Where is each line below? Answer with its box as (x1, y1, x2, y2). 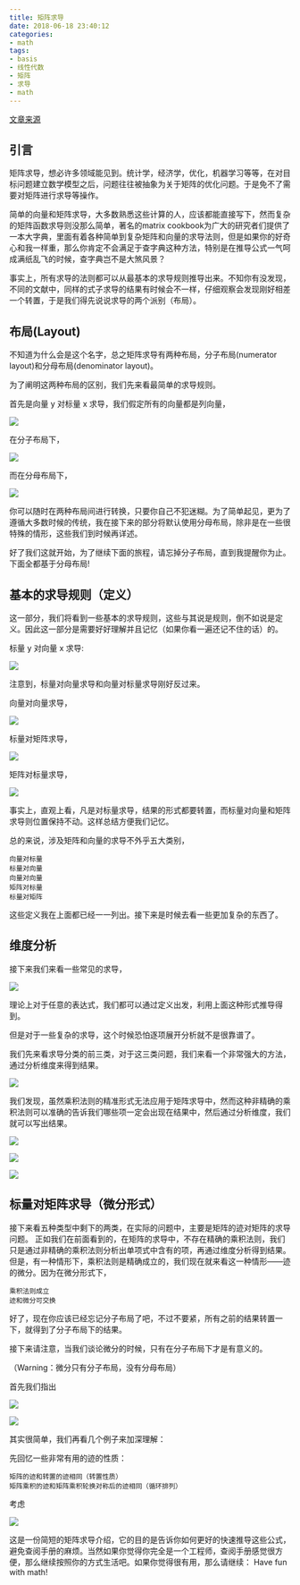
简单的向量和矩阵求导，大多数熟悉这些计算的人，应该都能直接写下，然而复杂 (9, 209, 291, 220)
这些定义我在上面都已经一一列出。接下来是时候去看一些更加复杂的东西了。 (9, 909, 283, 920)
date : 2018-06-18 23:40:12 (9, 21, 110, 30)
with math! (9, 1566, 48, 1577)
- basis (9, 55, 38, 64)
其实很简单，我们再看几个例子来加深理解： (9, 1433, 166, 1445)
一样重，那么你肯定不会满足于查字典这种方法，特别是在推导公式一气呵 (32, 242, 291, 253)
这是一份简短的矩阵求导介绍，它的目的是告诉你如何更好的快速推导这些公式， (9, 1534, 291, 1545)
